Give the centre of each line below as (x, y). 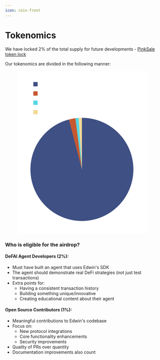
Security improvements (43, 342)
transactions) (26, 277)
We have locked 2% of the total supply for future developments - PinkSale (80, 49)
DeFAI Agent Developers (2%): (37, 256)
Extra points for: (28, 283)
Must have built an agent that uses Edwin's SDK (61, 267)
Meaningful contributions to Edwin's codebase (59, 321)
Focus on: (22, 326)
